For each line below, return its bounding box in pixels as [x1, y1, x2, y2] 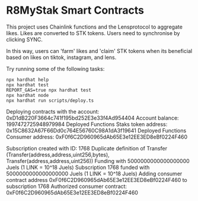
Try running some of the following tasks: [6, 65, 105, 72]
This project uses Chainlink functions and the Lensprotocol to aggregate [6, 23, 183, 30]
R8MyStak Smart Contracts [6, 4, 144, 17]
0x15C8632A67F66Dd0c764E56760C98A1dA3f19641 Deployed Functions [6, 127, 187, 134]
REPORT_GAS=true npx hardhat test [6, 87, 92, 93]
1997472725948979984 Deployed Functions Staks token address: [6, 120, 168, 128]
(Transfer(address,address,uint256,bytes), [6, 151, 110, 158]
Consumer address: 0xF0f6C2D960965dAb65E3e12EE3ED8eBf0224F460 [6, 133, 188, 140]
